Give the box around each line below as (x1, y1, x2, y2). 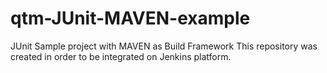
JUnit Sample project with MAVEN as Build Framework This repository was (10, 40, 318, 52)
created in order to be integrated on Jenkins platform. (10, 50, 232, 62)
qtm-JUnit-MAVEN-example (10, 7, 251, 30)
